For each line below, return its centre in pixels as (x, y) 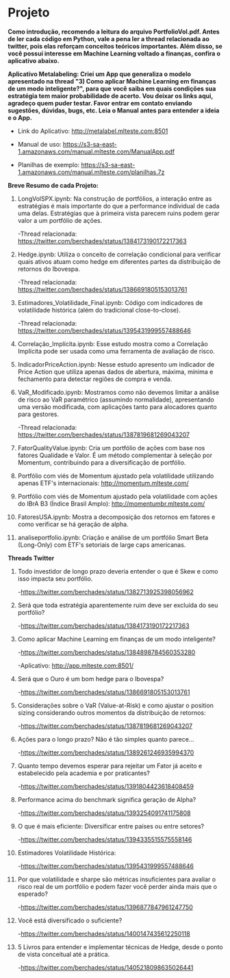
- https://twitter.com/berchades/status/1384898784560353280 (106, 652)
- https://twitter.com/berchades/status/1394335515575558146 (105, 839)
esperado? (33, 894)
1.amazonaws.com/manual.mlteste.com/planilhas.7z (91, 172)
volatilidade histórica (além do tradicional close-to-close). (99, 310)
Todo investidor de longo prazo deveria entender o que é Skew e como (118, 571)
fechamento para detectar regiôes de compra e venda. (95, 379)
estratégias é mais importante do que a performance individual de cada (118, 206)
